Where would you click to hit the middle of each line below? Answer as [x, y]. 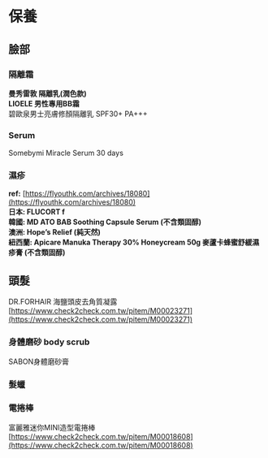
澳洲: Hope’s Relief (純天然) [55, 232]
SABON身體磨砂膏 [39, 361]
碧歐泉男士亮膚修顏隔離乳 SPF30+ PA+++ [78, 114]
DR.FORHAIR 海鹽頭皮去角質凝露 [63, 302]
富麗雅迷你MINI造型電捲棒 [52, 427]
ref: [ [17, 194]
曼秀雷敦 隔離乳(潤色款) [48, 93]
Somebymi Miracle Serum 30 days [66, 153]
